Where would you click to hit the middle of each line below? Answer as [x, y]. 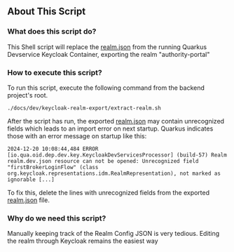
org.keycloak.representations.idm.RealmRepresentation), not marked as [114, 173]
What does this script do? [52, 32]
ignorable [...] [31, 179]
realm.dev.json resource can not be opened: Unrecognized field [103, 161]
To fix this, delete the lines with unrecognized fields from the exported [109, 192]
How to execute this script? [55, 72]
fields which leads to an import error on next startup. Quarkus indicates [110, 128]
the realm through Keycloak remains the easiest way [83, 241]
